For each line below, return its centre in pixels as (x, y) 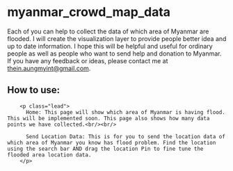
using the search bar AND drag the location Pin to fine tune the (105, 149)
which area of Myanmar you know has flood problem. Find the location (112, 142)
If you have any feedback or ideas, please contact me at (88, 60)
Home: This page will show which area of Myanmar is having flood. (126, 112)
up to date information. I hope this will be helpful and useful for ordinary (110, 46)
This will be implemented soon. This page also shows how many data (109, 118)
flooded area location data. (49, 155)
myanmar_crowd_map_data (89, 12)
